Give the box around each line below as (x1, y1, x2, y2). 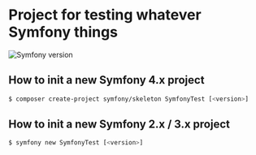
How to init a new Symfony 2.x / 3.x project (8, 118, 230, 131)
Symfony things (8, 23, 119, 41)
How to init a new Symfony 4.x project (8, 73, 205, 87)
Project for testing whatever (8, 6, 202, 24)
